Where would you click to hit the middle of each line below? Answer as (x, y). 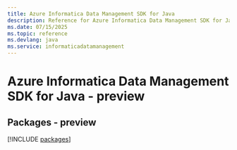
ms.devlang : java (33, 40)
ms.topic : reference (38, 33)
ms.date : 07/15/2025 (38, 27)
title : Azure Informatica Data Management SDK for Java (91, 14)
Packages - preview (52, 122)
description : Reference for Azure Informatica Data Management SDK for (115, 20)
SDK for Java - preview (76, 96)
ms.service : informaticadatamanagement (66, 46)
